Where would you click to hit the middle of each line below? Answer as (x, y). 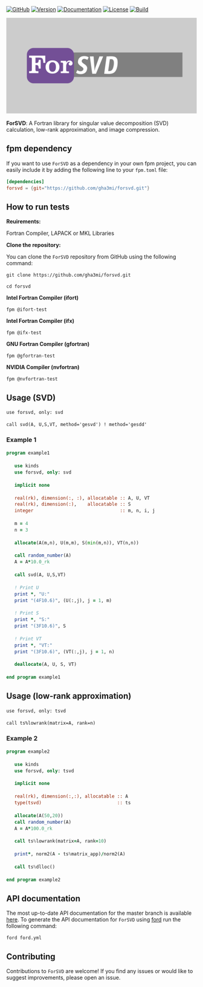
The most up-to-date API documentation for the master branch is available (99, 913)
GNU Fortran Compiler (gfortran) (48, 344)
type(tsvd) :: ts (72, 803)
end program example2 (34, 880)
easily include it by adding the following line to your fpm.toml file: (87, 169)
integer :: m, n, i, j (85, 511)
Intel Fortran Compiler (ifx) (40, 321)
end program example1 (34, 677)
